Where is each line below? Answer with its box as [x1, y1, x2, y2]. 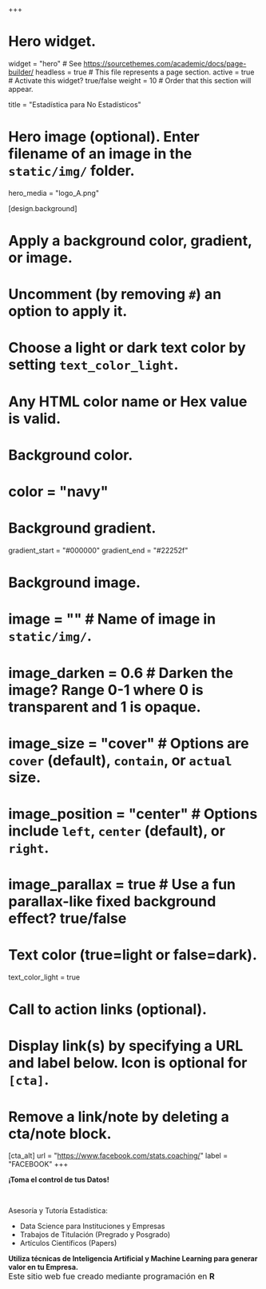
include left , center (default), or [8, 821, 226, 840]
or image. [8, 249, 73, 267]
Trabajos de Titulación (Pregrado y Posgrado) [19, 1230, 171, 1239]
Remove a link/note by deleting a [8, 1107, 230, 1126]
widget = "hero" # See [8, 58, 82, 68]
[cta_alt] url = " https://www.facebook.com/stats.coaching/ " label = [8, 1151, 228, 1160]
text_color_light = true [8, 972, 81, 982]
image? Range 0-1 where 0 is [8, 680, 204, 699]
